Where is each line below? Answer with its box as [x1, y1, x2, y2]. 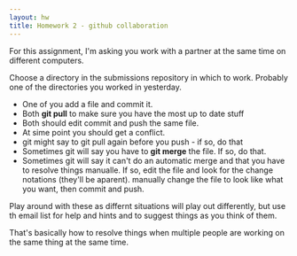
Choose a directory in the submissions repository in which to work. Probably [9, 72, 288, 82]
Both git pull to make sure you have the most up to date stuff [21, 108, 245, 119]
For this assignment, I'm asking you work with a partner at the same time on [9, 45, 286, 56]
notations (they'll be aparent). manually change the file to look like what [21, 174, 284, 184]
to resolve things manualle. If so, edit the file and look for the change [21, 165, 273, 175]
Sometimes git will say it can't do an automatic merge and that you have [21, 155, 285, 166]
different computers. [9, 55, 84, 66]
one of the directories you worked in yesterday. [9, 81, 182, 92]
